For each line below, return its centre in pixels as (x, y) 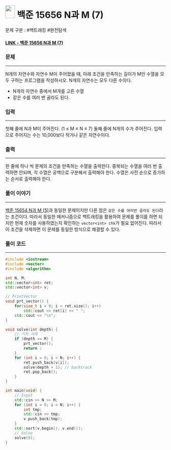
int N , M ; (16, 278)
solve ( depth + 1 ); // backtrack (58, 367)
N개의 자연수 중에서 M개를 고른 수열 (48, 91)
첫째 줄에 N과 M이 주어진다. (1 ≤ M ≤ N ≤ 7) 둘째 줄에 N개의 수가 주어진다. (79, 129)
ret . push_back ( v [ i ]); (47, 363)
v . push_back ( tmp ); (43, 419)
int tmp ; (33, 409)
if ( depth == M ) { (34, 339)
